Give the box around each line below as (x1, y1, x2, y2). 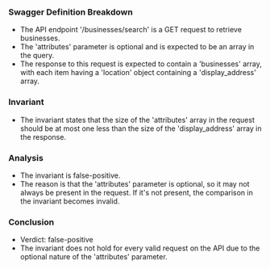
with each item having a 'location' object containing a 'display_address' (19, 68, 256, 78)
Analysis (8, 152, 44, 163)
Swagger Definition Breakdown (8, 6, 133, 18)
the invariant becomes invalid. (19, 196, 120, 206)
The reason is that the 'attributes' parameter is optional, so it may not (19, 179, 250, 188)
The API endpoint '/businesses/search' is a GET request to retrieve (19, 25, 242, 35)
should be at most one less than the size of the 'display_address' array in (19, 124, 262, 133)
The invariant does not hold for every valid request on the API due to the (19, 243, 260, 253)
